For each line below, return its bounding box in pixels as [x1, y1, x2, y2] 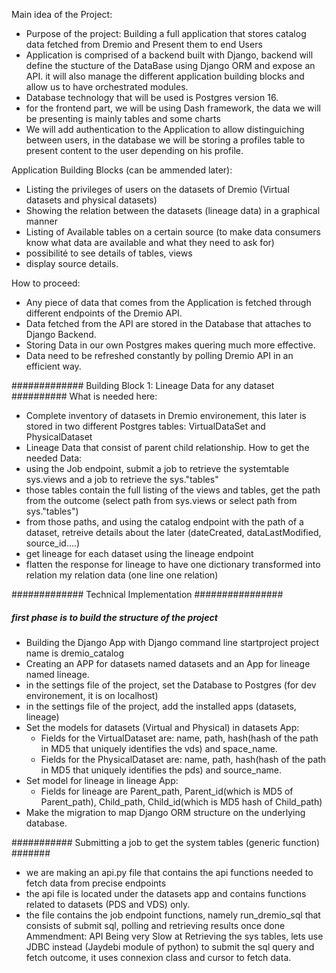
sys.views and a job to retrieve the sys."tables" [25, 474, 219, 485]
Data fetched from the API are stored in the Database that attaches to [25, 318, 312, 329]
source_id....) [25, 537, 81, 549]
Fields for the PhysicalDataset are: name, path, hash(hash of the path [40, 753, 327, 765]
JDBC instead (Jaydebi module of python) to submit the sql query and [25, 940, 315, 953]
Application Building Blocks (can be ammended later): [11, 164, 233, 176]
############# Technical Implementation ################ [11, 589, 284, 600]
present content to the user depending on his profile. [25, 145, 244, 156]
